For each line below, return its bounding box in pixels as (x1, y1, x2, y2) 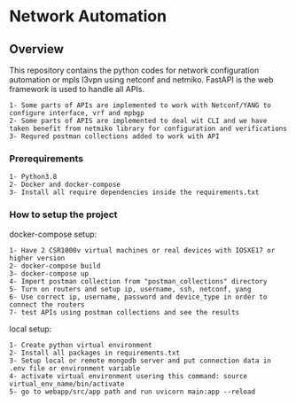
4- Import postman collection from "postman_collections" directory (9, 276, 268, 285)
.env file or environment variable (9, 363, 141, 373)
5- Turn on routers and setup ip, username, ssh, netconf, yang (9, 284, 252, 293)
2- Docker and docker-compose (9, 180, 121, 190)
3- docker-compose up (9, 269, 90, 278)
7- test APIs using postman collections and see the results (9, 308, 240, 316)
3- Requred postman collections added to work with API (9, 132, 220, 141)
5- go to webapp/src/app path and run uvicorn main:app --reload (9, 387, 255, 396)
